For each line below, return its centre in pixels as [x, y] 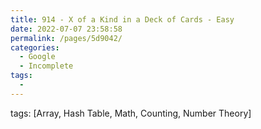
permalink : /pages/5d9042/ [66, 38]
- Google [37, 57]
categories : [35, 47]
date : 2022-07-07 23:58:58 [66, 29]
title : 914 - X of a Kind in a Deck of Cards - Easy [122, 19]
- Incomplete [46, 66]
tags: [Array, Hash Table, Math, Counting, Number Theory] [131, 113]
